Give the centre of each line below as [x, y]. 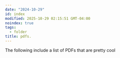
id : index [15, 14]
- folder [18, 32]
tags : [10, 28]
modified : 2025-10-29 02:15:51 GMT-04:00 [48, 18]
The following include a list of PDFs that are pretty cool [60, 50]
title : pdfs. [18, 37]
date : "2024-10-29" [25, 9]
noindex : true [20, 23]
